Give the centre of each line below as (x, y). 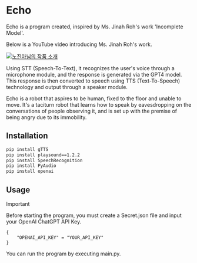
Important (18, 203)
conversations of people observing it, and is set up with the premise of (92, 111)
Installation (27, 136)
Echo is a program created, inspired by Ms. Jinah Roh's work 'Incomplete (95, 27)
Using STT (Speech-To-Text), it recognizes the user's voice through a (90, 68)
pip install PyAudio (31, 166)
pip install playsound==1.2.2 (43, 155)
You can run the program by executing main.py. (64, 254)
